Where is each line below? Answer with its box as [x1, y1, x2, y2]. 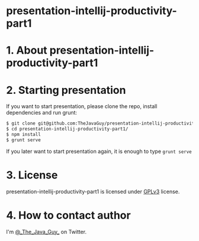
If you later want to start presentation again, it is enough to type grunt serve [6, 148, 192, 155]
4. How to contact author [6, 209, 131, 222]
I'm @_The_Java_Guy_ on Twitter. [6, 228, 87, 235]
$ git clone [6, 120, 36, 126]
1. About [6, 44, 47, 57]
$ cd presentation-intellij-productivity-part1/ [6, 126, 129, 132]
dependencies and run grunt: [6, 109, 78, 116]
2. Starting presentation [6, 83, 126, 97]
